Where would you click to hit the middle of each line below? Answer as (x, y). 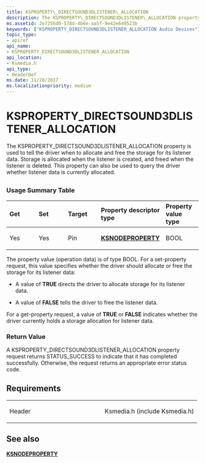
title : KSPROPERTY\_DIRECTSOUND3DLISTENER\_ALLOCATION (77, 12)
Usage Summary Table (41, 190)
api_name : (19, 46)
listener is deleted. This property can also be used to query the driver (94, 165)
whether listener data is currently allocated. (61, 172)
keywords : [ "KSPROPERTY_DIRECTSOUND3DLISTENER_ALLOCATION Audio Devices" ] (103, 29)
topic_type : (21, 35)
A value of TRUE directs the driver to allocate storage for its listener (100, 284)
